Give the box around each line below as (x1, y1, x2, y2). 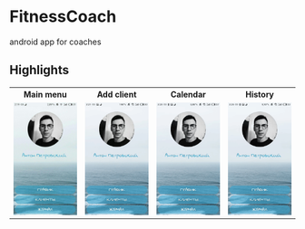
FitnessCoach (9, 6, 117, 27)
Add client (96, 89, 137, 100)
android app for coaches (9, 36, 102, 47)
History (244, 89, 275, 100)
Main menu (24, 89, 67, 100)
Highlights (9, 62, 70, 78)
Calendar (171, 89, 206, 100)
